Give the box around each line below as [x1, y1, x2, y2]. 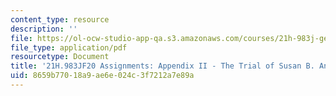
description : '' [10, 24, 78, 34]
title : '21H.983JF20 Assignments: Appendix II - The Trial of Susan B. [10, 61, 315, 71]
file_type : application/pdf [10, 42, 128, 53]
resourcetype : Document [10, 52, 110, 62]
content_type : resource [10, 14, 110, 25]
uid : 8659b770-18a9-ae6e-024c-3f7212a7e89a [10, 71, 195, 81]
